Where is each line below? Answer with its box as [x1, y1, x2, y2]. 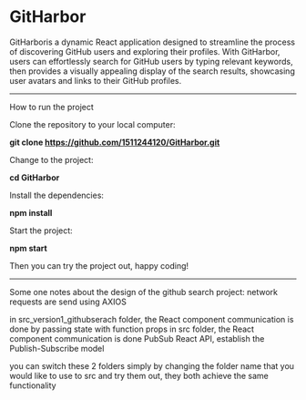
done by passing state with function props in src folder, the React [9, 323, 255, 334]
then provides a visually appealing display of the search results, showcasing [9, 66, 296, 77]
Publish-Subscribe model [9, 343, 105, 354]
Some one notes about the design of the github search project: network [9, 286, 278, 297]
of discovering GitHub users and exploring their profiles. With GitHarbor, [9, 46, 280, 56]
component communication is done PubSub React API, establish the [9, 333, 265, 344]
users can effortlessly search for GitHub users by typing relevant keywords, [9, 56, 293, 67]
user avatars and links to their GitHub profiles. [9, 75, 182, 86]
